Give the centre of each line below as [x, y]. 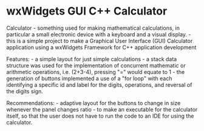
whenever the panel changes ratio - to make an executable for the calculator [102, 109]
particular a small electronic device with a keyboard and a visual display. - [99, 34]
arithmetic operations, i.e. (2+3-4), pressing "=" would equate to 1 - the [96, 72]
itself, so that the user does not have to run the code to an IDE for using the [100, 116]
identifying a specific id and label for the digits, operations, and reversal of [99, 85]
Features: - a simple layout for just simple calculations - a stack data [92, 59]
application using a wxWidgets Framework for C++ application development [101, 47]
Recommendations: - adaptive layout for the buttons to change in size [93, 103]
